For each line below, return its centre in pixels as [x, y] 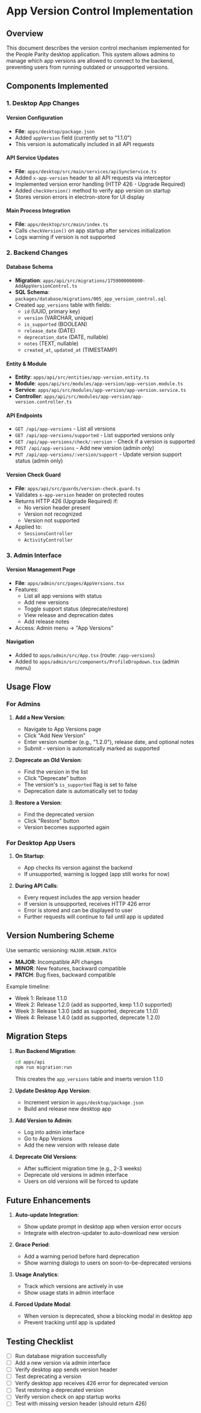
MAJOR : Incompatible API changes [59, 962]
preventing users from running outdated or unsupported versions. [88, 67]
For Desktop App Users [41, 842]
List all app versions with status [63, 595]
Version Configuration [35, 117]
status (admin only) [39, 461]
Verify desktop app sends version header [66, 1370]
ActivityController [48, 540]
